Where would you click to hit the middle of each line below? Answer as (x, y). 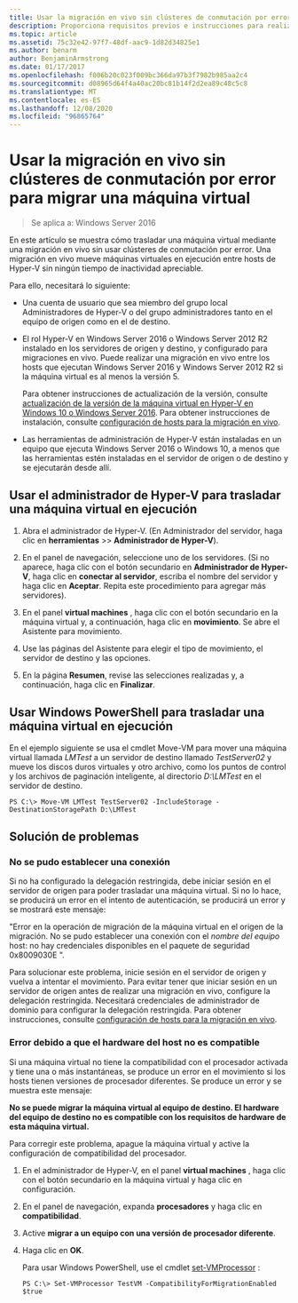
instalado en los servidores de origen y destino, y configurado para (145, 348)
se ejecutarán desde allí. (67, 468)
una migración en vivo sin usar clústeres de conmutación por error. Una (140, 250)
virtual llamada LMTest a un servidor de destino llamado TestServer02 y (141, 757)
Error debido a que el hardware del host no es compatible (134, 1043)
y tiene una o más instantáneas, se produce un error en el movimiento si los (148, 1071)
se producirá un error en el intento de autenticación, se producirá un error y (147, 900)
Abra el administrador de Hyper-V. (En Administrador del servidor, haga (152, 530)
